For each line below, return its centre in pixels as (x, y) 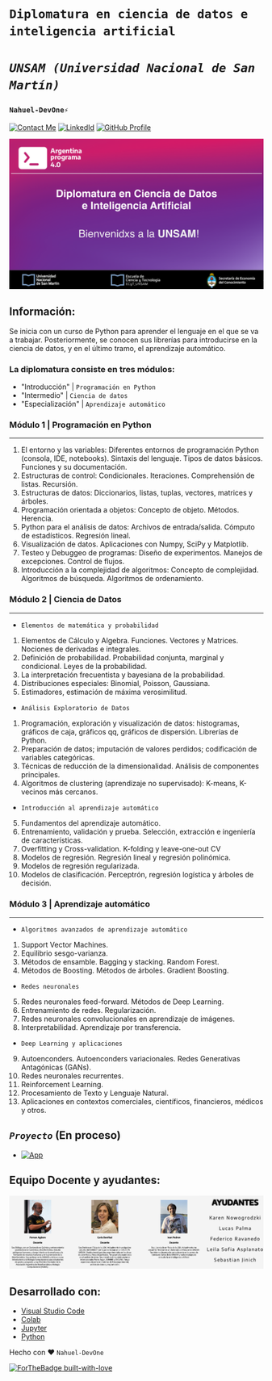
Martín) (35, 85)
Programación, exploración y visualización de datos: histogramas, (130, 723)
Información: (42, 312)
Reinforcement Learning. (62, 1084)
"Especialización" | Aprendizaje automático (93, 404)
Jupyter (34, 1329)
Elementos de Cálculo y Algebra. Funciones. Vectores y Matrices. (130, 640)
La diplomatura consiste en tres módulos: (92, 369)
